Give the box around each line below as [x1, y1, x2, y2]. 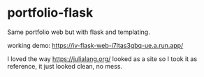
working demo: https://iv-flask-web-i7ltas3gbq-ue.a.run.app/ [7, 41, 184, 49]
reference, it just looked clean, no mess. [7, 62, 123, 70]
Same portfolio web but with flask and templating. [7, 28, 150, 36]
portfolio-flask [7, 5, 94, 21]
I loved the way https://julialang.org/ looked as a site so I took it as [7, 54, 198, 63]
